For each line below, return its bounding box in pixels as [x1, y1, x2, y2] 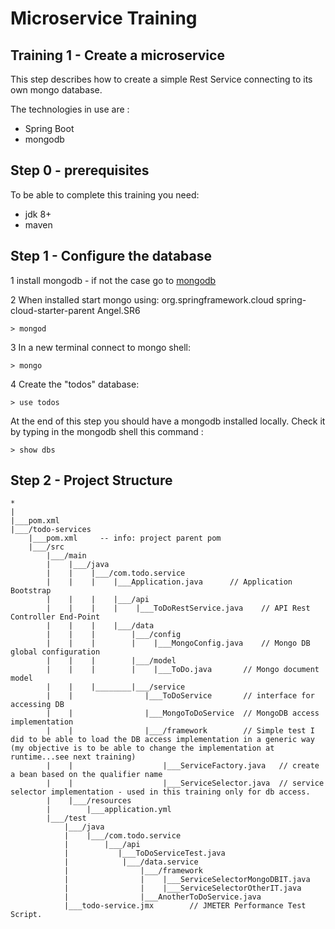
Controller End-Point [10, 612, 101, 622]
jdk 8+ [24, 208, 52, 220]
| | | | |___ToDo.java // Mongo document [46, 665, 320, 675]
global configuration [10, 647, 101, 657]
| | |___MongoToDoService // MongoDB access [46, 708, 320, 719]
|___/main [46, 551, 87, 561]
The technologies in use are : [10, 103, 130, 115]
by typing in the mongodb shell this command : [10, 425, 204, 437]
